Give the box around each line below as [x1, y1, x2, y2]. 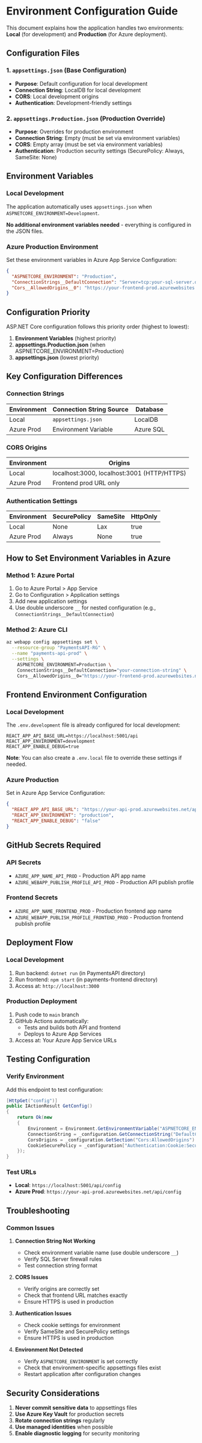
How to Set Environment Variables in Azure [6, 553, 171, 563]
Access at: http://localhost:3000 [14, 982, 100, 989]
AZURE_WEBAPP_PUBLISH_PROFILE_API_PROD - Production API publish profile [14, 878, 194, 885]
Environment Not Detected [14, 1346, 83, 1353]
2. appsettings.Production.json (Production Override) [6, 114, 165, 123]
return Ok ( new [17, 1115, 52, 1121]
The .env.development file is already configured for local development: [6, 721, 180, 728]
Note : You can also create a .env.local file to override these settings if [6, 754, 182, 762]
